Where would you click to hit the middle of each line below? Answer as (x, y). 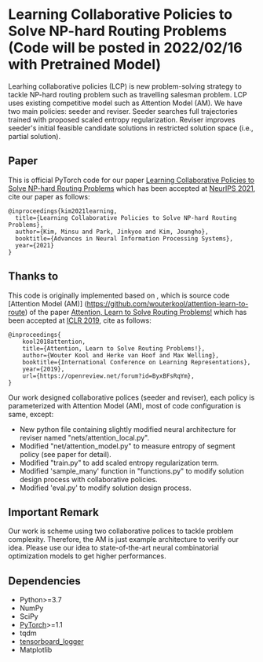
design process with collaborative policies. (89, 479)
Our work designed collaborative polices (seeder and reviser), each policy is (131, 397)
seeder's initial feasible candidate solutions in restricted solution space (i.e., (131, 128)
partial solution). (35, 136)
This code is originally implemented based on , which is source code (119, 295)
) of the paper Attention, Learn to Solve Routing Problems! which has (136, 312)
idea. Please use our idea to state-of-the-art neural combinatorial (114, 548)
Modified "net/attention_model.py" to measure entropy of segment (127, 446)
